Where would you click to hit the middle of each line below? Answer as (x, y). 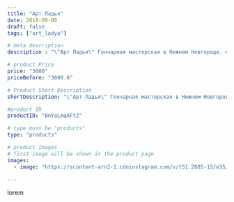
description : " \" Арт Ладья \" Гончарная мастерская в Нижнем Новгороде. (115, 52)
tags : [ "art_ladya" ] (37, 33)
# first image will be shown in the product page (81, 154)
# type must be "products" (46, 129)
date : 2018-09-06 (32, 20)
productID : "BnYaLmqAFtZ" (45, 116)
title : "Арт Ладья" (36, 14)
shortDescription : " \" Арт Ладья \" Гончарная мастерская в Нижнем (104, 97)
